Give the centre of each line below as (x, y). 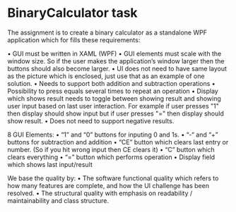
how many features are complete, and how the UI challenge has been (108, 185)
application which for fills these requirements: (74, 39)
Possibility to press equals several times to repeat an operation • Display (113, 91)
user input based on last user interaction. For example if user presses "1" (113, 106)
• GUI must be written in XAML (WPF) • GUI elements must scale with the (114, 54)
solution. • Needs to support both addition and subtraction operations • (111, 83)
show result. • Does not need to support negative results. (91, 120)
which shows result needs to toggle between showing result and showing (114, 98)
